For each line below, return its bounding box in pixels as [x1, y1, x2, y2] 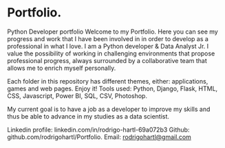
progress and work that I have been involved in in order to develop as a [7, 34, 208, 42]
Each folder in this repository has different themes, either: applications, [7, 77, 208, 85]
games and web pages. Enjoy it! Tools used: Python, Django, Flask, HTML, [7, 84, 218, 92]
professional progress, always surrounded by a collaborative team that [7, 56, 208, 64]
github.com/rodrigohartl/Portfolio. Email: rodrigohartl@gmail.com [7, 132, 191, 141]
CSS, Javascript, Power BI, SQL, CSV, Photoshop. [7, 91, 148, 100]
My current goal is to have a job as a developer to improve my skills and [7, 105, 211, 113]
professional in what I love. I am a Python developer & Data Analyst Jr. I [7, 42, 209, 50]
